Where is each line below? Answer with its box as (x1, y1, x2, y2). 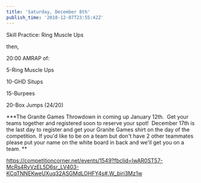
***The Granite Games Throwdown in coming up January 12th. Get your (6, 113, 189, 120)
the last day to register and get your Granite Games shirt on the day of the (6, 126, 190, 133)
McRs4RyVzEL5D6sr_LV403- (6, 163, 80, 170)
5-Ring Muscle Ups (6, 66, 54, 73)
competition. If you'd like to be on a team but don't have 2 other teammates (6, 132, 194, 140)
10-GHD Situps (6, 78, 43, 85)
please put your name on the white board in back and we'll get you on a (6, 138, 185, 146)
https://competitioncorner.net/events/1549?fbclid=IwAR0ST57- (6, 156, 163, 164)
